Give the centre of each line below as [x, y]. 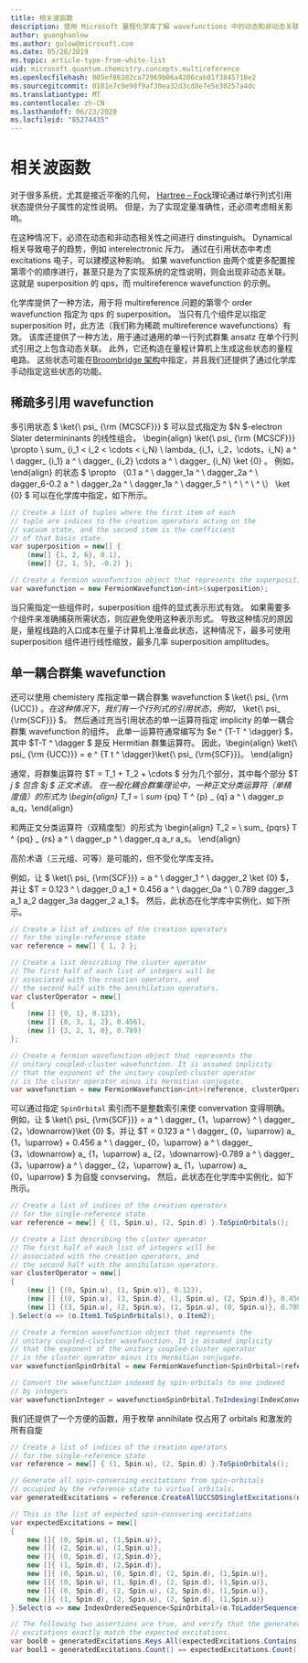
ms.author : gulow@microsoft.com [72, 43]
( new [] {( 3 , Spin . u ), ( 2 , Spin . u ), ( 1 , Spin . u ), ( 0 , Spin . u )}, [152, 1307]
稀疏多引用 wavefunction [82, 403]
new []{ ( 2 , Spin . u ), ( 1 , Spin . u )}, [95, 1548]
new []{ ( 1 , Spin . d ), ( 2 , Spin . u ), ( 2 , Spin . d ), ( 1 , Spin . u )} [146, 1599]
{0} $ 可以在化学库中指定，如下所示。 [81, 495]
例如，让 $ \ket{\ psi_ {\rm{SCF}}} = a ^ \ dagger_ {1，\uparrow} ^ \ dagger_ [153, 1120]
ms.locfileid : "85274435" [59, 120]
